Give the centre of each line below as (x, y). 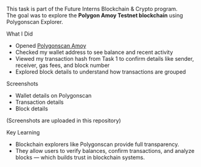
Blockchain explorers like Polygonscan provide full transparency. (97, 144)
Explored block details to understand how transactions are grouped (100, 72)
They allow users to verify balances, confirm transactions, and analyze (105, 151)
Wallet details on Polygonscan (53, 95)
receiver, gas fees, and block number (62, 65)
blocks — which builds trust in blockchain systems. (80, 157)
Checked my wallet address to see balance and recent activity (94, 52)
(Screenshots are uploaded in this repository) (64, 120)
